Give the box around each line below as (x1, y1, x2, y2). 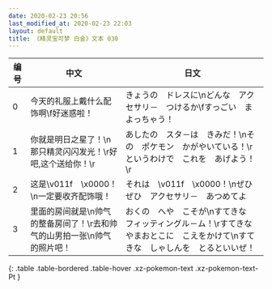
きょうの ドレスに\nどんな (125, 90, 231, 101)
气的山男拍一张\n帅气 (30, 230, 112, 241)
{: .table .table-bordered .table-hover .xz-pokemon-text (8, 264, 194, 274)
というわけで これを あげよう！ (125, 153, 256, 164)
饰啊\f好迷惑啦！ (30, 108, 93, 119)
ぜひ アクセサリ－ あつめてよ (125, 191, 247, 202)
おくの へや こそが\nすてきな (125, 206, 247, 217)
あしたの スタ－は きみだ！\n (125, 129, 247, 140)
